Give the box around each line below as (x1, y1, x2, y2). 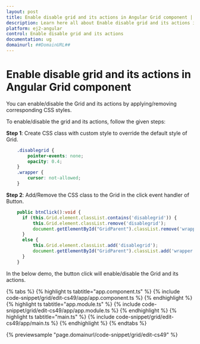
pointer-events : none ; (27, 153, 84, 159)
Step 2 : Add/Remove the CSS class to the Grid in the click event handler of (6, 191, 189, 199)
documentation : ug (6, 36, 52, 42)
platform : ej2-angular (6, 25, 62, 32)
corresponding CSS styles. (6, 106, 72, 113)
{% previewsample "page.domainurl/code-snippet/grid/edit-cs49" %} (6, 331, 178, 338)
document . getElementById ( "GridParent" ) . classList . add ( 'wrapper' (32, 248, 196, 254)
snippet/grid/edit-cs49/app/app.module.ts (6, 306, 110, 314)
